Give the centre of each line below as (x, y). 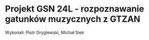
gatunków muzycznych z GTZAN (73, 19)
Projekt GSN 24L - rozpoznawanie (75, 9)
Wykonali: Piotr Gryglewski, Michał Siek (44, 32)
